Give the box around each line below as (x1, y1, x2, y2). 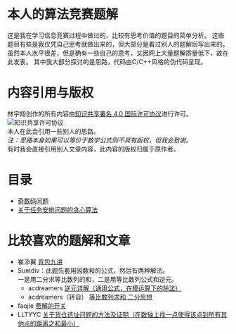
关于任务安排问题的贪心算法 (17, 205, 98, 214)
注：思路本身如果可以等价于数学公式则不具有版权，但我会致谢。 (7, 135, 192, 144)
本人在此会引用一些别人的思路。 (7, 127, 100, 135)
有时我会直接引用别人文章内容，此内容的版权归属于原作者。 (7, 144, 180, 153)
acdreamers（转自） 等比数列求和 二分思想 (27, 292, 153, 301)
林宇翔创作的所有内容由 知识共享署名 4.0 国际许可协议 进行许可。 (7, 109, 192, 118)
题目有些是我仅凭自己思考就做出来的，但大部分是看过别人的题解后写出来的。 (7, 39, 229, 48)
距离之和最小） (36, 318, 79, 328)
